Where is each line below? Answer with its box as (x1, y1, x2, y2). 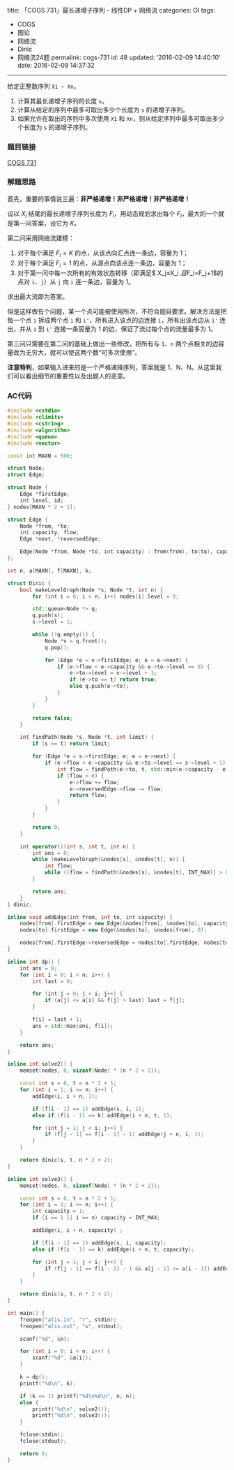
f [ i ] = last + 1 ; (32, 1016, 82, 1023)
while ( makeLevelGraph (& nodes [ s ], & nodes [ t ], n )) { (32, 856, 186, 863)
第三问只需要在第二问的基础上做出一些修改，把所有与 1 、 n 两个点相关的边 (7, 339, 219, 348)
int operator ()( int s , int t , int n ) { (19, 843, 136, 850)
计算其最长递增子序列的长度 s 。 (17, 97, 108, 105)
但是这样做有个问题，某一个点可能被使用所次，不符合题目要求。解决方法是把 (7, 307, 227, 316)
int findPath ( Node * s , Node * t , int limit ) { (19, 734, 155, 741)
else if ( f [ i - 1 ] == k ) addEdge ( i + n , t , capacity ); (32, 1246, 195, 1253)
